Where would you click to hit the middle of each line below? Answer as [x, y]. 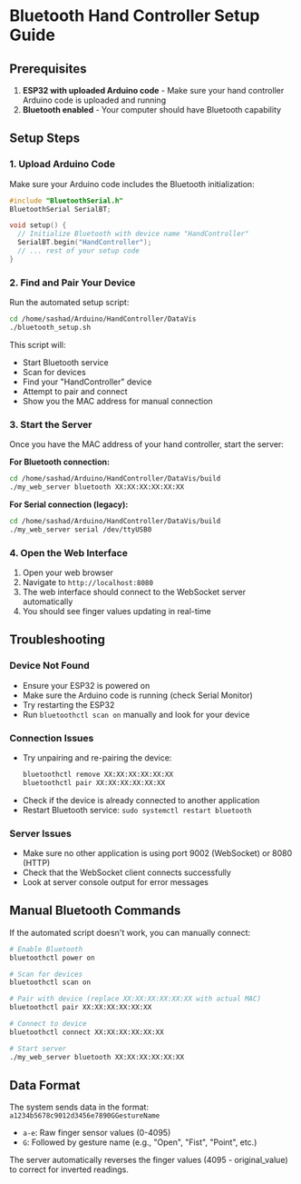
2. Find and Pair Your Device [73, 283]
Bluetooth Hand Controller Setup [135, 16]
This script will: [38, 344]
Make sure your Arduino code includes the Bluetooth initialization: [132, 184]
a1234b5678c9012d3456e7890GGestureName [85, 1116]
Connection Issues [52, 738]
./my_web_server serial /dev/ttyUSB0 [81, 529]
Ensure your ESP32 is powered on [86, 685]
